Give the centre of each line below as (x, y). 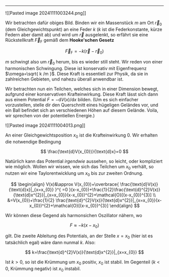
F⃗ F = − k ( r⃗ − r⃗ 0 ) (84, 52)
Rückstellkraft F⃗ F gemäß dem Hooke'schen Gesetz (60, 41)
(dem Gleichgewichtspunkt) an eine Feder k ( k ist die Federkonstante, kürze (84, 29)
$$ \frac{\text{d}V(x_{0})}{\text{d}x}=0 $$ (84, 151)
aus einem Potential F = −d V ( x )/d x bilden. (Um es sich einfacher (72, 100)
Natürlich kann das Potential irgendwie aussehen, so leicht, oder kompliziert (84, 161)
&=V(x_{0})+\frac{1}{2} (31, 200)
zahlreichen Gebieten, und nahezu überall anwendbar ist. (64, 79)
